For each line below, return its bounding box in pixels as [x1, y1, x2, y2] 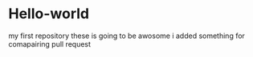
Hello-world [8, 5, 90, 23]
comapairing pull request [8, 39, 91, 48]
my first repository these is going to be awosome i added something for [8, 31, 245, 40]
